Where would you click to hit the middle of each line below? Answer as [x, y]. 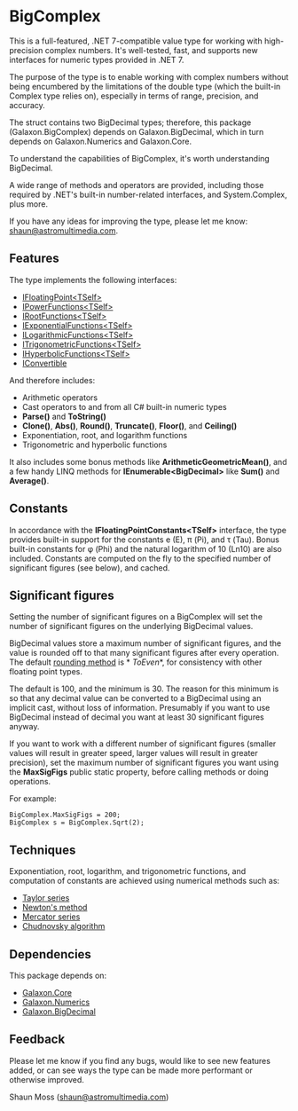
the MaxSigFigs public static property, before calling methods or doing [139, 772]
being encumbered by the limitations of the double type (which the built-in [145, 86]
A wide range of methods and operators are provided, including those [137, 185]
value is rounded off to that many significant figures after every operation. [144, 653]
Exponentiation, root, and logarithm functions [105, 435]
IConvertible [44, 363]
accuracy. [27, 105]
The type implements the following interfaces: [93, 280]
